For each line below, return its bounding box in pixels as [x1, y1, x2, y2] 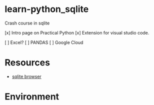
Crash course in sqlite [4, 20, 50, 26]
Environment [4, 91, 59, 102]
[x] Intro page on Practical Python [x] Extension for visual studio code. [4, 29, 149, 35]
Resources [4, 57, 50, 68]
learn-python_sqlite [4, 3, 89, 15]
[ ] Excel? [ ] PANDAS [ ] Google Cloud [4, 39, 83, 45]
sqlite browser [11, 73, 42, 79]
